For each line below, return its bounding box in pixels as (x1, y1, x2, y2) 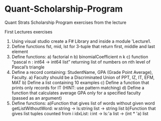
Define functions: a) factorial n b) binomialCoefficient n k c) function (11, 53, 148, 59)
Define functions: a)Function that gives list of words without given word (11, 100, 155, 106)
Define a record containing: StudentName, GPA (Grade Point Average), (11, 69, 153, 75)
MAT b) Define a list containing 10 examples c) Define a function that (11, 79, 149, 86)
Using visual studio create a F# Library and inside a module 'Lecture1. (11, 38, 151, 44)
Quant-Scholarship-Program (4, 3, 123, 15)
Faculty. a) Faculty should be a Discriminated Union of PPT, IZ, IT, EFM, (11, 74, 155, 80)
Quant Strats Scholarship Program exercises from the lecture (4, 19, 127, 25)
